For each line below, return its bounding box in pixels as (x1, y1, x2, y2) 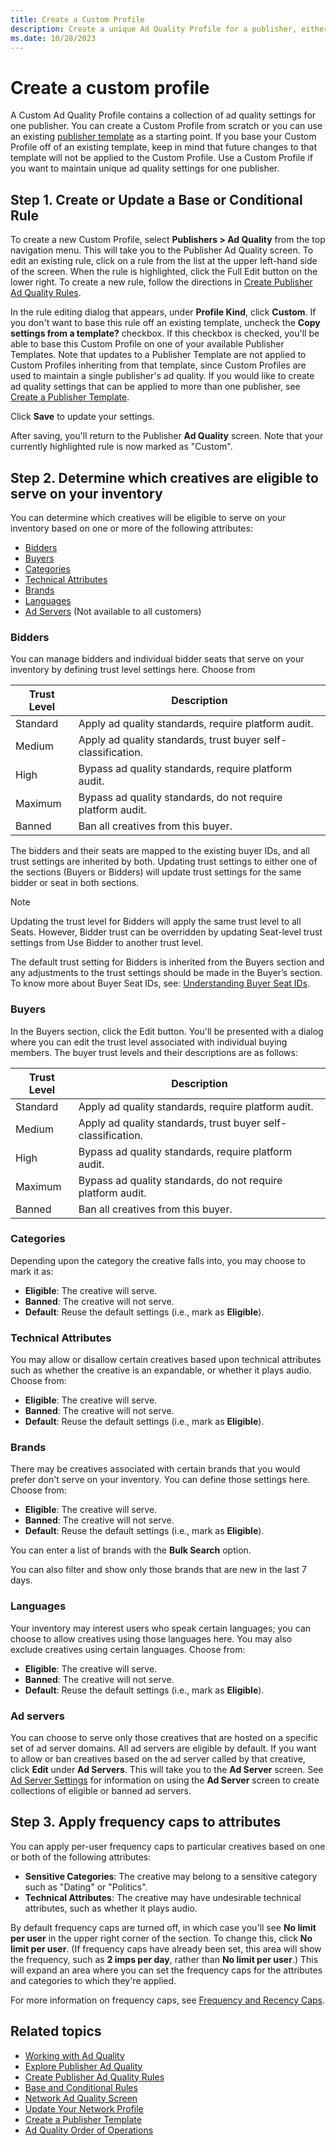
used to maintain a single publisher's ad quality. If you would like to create (10, 370, 315, 382)
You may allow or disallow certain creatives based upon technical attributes (10, 1354, 322, 1366)
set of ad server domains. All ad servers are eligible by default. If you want (10, 1742, 317, 1755)
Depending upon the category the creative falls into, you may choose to (10, 1254, 306, 1266)
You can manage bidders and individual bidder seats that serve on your (10, 653, 305, 665)
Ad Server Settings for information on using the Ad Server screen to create (10, 1774, 320, 1786)
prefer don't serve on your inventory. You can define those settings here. (10, 1474, 311, 1486)
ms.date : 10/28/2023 (10, 33, 97, 43)
